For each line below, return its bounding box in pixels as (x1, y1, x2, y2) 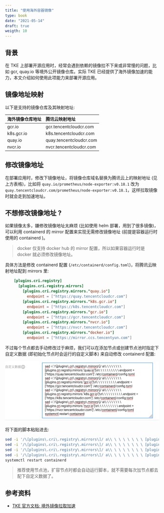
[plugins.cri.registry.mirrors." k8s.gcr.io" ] (22, 299, 117, 304)
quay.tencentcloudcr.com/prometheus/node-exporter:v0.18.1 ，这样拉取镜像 (5, 187, 158, 193)
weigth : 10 (5, 28, 27, 34)
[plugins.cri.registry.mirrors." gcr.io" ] (22, 309, 108, 315)
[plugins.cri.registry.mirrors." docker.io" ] (22, 330, 115, 335)
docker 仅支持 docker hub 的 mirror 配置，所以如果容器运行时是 (17, 245, 145, 251)
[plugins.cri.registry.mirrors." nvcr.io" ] (22, 320, 110, 325)
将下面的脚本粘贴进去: (5, 427, 50, 433)
